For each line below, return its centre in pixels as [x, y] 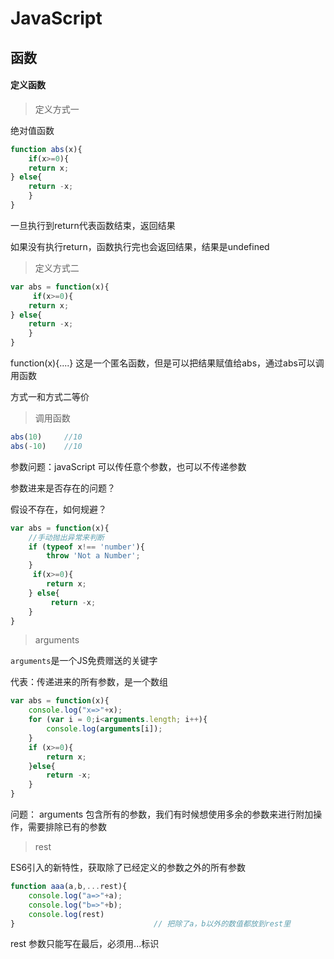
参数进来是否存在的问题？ [63, 488]
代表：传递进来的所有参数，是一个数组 [89, 682]
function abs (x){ [46, 149]
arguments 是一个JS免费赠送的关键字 [84, 661]
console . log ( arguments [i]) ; [104, 729]
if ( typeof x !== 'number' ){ [86, 547]
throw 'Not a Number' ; [93, 556]
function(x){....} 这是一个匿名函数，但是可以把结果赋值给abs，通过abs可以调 [167, 363]
